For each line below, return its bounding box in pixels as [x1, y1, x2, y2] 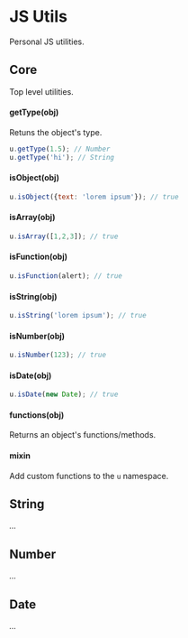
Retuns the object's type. [9, 126, 103, 137]
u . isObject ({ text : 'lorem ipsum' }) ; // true [9, 192, 179, 201]
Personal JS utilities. [9, 36, 85, 47]
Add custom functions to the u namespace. [9, 470, 169, 481]
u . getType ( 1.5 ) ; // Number [9, 144, 111, 153]
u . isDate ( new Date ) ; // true [9, 390, 119, 399]
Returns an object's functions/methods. [9, 430, 157, 440]
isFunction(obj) [9, 251, 67, 263]
